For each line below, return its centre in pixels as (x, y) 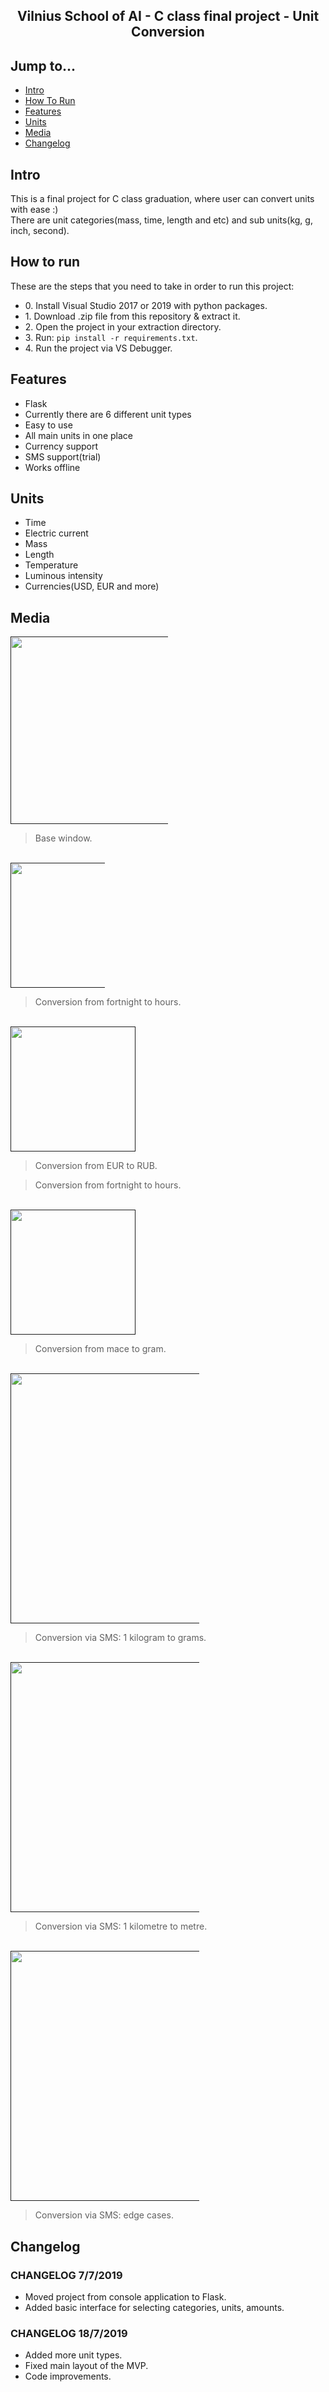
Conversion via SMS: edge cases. (104, 2215)
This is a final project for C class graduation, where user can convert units (162, 199)
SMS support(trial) (63, 456)
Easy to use (48, 425)
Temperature (51, 565)
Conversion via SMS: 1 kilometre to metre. (121, 1926)
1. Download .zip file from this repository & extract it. (132, 316)
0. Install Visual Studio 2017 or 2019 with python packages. (146, 305)
